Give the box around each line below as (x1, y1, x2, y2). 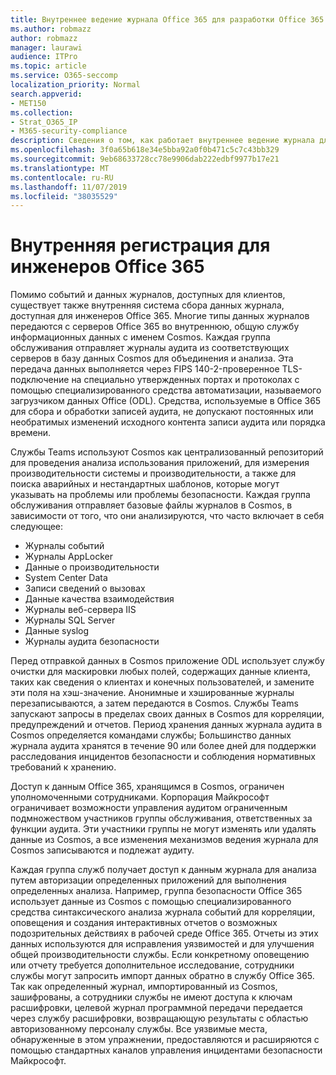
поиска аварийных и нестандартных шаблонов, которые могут (10, 478, 280, 490)
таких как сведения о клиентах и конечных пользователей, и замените (10, 676, 315, 688)
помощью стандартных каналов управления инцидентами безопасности (10, 1044, 323, 1056)
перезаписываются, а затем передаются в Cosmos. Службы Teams (10, 697, 299, 710)
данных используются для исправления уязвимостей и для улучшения (10, 938, 315, 950)
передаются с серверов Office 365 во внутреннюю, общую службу (10, 321, 300, 333)
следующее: (10, 521, 64, 533)
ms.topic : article (10, 61, 87, 71)
